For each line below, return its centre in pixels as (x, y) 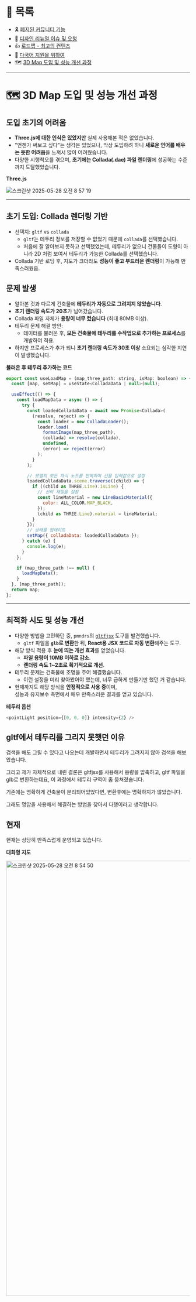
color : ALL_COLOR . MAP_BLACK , (78, 503)
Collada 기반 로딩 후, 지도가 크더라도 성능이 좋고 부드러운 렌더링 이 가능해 (97, 261)
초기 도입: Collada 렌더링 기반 (57, 216)
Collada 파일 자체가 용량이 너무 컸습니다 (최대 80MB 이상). (81, 318)
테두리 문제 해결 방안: (38, 325)
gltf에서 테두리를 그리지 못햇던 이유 (66, 737)
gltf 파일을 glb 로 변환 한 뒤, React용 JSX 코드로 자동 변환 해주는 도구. (102, 643)
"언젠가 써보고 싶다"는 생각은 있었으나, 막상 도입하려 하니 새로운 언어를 (94, 145)
